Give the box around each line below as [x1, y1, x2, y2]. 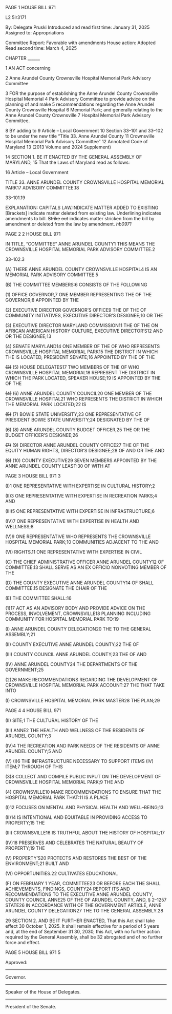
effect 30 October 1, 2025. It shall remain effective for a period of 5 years [5, 923, 160, 929]
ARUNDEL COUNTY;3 [5, 733, 51, 739]
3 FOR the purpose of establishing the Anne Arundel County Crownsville [5, 90, 158, 97]
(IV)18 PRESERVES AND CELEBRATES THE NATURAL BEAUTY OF [5, 839, 144, 846]
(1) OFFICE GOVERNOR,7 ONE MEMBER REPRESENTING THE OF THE [5, 292, 152, 297]
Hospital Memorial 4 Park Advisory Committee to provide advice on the [5, 96, 156, 102]
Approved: [5, 960, 28, 965]
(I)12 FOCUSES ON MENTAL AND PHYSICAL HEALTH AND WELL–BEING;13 [5, 805, 164, 810]
